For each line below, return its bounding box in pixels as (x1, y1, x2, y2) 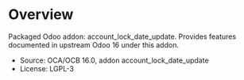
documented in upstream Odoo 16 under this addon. (8, 40, 179, 49)
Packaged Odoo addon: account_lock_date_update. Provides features (8, 32, 237, 41)
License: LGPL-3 (19, 63, 74, 73)
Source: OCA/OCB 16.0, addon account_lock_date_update (19, 55, 209, 65)
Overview (8, 6, 74, 24)
